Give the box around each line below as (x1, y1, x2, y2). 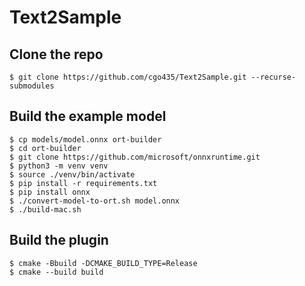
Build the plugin (9, 232, 109, 249)
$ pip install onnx (9, 187, 91, 197)
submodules (9, 81, 55, 91)
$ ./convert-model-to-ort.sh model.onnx (9, 196, 181, 206)
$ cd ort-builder (9, 143, 82, 153)
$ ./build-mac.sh (9, 204, 82, 215)
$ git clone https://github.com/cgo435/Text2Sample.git (9, 72, 247, 82)
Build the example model (9, 108, 167, 125)
